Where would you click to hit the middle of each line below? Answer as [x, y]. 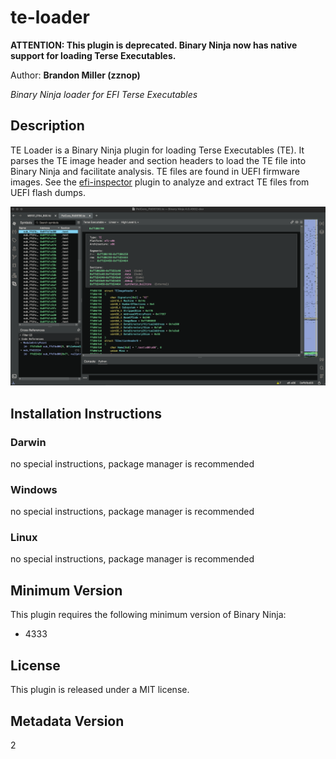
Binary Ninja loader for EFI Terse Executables [104, 94]
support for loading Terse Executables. [93, 55]
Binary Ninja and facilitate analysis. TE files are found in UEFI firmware [155, 171]
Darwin [28, 442]
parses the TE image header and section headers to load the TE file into [158, 160]
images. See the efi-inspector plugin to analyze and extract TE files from [160, 182]
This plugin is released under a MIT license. [100, 690]
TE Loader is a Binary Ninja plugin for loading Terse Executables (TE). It [157, 150]
